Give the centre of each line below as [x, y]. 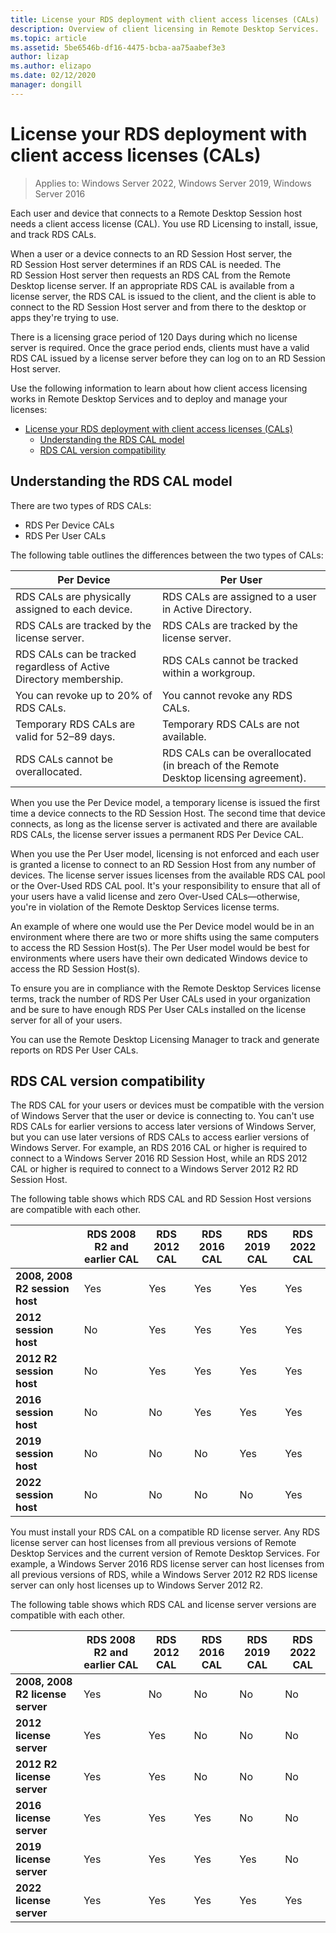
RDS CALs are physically [73, 596]
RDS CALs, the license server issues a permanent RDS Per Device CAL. [157, 834]
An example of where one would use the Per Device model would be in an [162, 926]
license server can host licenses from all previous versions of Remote [153, 1543]
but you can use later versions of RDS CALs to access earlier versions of [160, 1137]
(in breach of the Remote [220, 765]
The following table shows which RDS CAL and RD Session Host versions [161, 1199]
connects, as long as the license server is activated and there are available [164, 823]
